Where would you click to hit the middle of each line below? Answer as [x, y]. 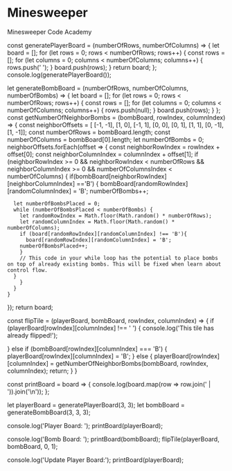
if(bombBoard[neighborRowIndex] [118, 176]
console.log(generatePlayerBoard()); [60, 75]
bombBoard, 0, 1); [33, 446]
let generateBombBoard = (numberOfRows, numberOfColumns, [98, 88]
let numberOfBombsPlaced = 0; [57, 203]
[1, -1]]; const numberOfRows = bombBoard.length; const [89, 132]
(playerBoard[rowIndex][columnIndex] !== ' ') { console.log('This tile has [111, 328]
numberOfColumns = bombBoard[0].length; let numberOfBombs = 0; [106, 139]
